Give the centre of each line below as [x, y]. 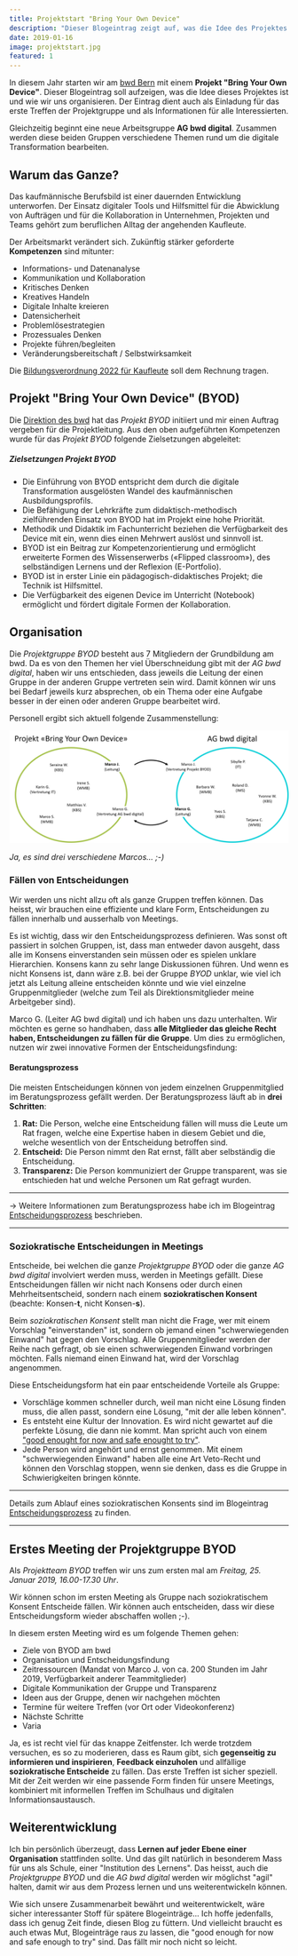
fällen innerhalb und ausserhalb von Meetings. [94, 918]
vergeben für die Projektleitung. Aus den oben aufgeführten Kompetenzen [145, 429]
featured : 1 [31, 56]
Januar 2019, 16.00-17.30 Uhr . [64, 1579]
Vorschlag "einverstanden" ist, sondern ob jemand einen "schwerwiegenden [149, 1330]
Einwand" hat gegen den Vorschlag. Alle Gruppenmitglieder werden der [140, 1340]
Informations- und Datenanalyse [81, 268]
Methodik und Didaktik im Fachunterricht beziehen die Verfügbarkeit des [155, 529]
